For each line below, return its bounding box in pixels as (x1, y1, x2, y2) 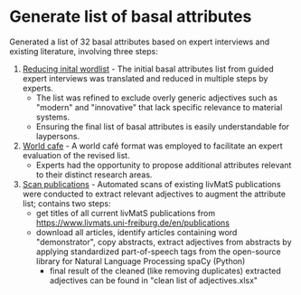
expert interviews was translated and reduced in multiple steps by (22, 72, 268, 83)
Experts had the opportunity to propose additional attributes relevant (35, 159, 292, 170)
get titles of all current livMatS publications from (35, 207, 215, 218)
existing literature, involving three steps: (9, 45, 158, 56)
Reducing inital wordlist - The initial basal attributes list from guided (22, 63, 274, 74)
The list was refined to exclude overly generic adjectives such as (35, 92, 278, 103)
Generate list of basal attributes (9, 6, 252, 27)
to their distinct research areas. (35, 169, 153, 180)
